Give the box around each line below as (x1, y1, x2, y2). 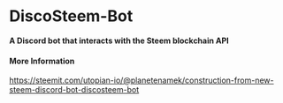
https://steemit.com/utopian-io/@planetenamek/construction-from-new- (9, 75, 274, 85)
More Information (9, 55, 75, 66)
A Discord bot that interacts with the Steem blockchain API (9, 35, 229, 46)
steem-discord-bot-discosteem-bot (9, 85, 140, 95)
